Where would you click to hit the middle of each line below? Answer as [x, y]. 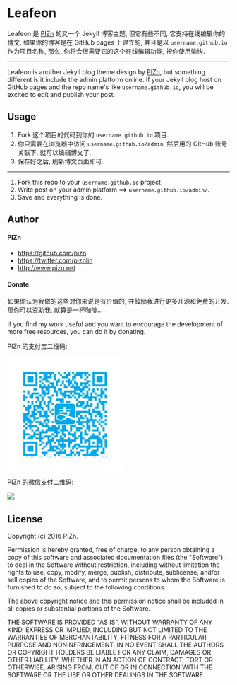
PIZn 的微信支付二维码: [41, 482]
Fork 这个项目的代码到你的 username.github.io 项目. [93, 134]
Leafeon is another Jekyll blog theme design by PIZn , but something [107, 71]
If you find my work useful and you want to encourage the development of [115, 324]
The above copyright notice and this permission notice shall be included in [115, 601]
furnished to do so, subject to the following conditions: [86, 587]
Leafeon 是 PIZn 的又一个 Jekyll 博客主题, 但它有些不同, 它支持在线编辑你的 [116, 33]
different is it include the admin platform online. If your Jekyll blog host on [115, 79]
